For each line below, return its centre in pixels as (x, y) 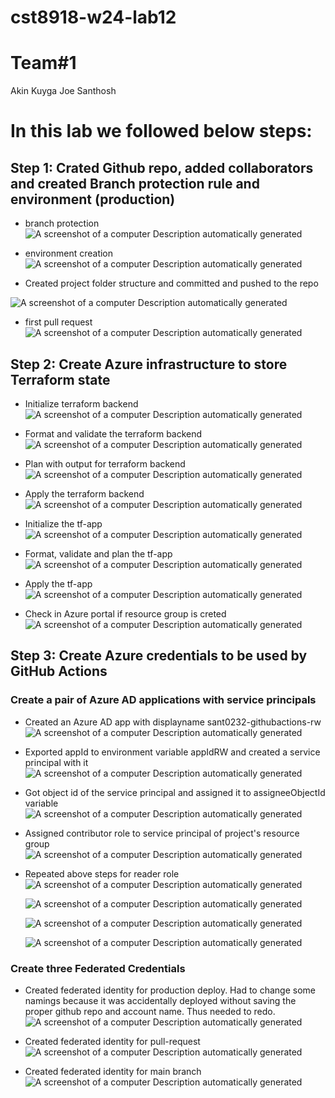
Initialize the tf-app (63, 523)
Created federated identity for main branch (113, 1071)
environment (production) (93, 199)
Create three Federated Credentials (98, 968)
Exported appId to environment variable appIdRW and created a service (172, 752)
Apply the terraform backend (84, 493)
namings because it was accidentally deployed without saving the (160, 1000)
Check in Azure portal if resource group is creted (125, 613)
